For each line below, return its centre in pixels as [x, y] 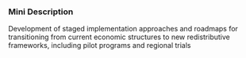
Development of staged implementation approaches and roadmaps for [123, 29]
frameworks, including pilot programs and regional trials [100, 45]
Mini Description [41, 12]
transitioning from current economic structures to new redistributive [119, 37]
